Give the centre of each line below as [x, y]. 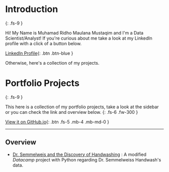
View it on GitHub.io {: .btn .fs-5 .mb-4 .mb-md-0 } [57, 122]
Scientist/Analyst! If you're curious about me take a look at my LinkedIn [79, 38]
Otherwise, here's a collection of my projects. [52, 63]
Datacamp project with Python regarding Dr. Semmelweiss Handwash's [87, 159]
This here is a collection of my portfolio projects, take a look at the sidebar [82, 107]
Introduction [32, 9]
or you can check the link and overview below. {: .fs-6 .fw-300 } [72, 112]
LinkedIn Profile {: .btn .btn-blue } [39, 53]
